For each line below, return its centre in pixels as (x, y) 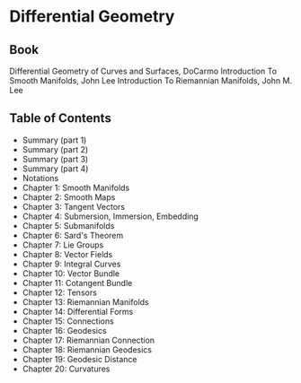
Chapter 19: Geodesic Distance (80, 359)
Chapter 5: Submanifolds (68, 225)
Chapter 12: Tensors (59, 292)
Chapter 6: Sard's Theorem (73, 235)
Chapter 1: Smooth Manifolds (76, 187)
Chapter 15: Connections (68, 321)
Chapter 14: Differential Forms (78, 311)
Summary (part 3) (55, 159)
